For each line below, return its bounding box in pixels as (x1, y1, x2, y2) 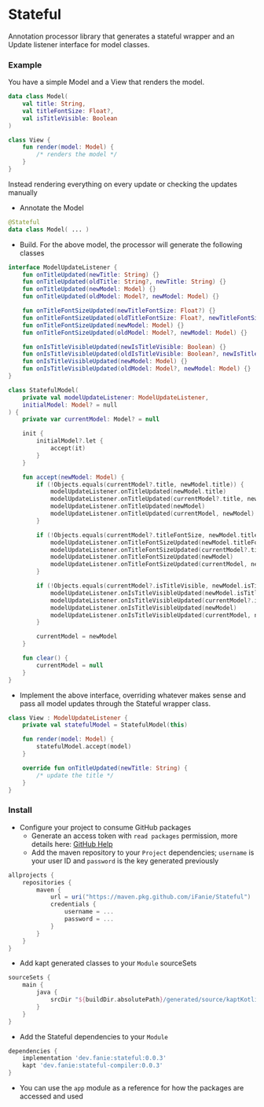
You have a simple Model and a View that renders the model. (8, 77, 205, 87)
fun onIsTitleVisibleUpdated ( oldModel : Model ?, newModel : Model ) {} (22, 365, 251, 373)
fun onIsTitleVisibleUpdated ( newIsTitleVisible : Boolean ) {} (22, 343, 226, 351)
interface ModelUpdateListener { (8, 263, 118, 271)
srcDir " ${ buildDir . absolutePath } (49, 996, 163, 1004)
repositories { (22, 878, 72, 886)
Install (8, 804, 33, 815)
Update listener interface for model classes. (8, 39, 150, 49)
